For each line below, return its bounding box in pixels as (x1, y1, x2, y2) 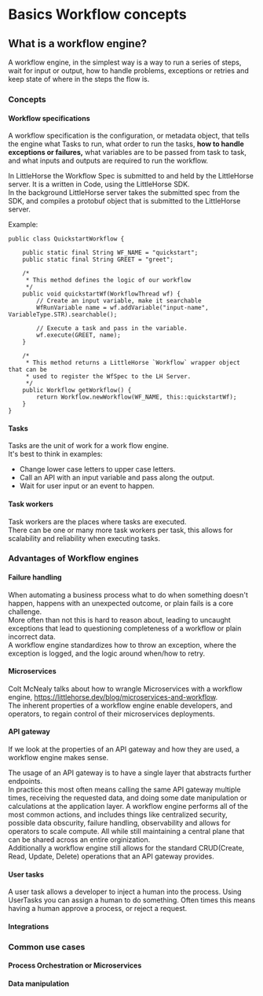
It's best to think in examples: (8, 450, 104, 459)
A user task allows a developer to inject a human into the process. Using (8, 887, 242, 897)
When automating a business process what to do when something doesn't (8, 590, 249, 599)
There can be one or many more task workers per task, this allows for (8, 525, 233, 535)
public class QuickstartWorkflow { (8, 235, 125, 243)
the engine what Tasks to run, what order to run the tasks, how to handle (8, 139, 245, 149)
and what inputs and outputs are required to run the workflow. (8, 156, 209, 166)
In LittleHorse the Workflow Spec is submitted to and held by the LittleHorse (8, 171, 254, 181)
